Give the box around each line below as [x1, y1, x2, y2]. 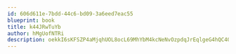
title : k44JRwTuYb [7, 23, 61, 30]
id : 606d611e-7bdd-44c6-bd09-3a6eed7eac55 [7, 10, 133, 18]
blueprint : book [7, 17, 55, 24]
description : [7, 36, 46, 43]
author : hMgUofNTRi [7, 29, 65, 37]
